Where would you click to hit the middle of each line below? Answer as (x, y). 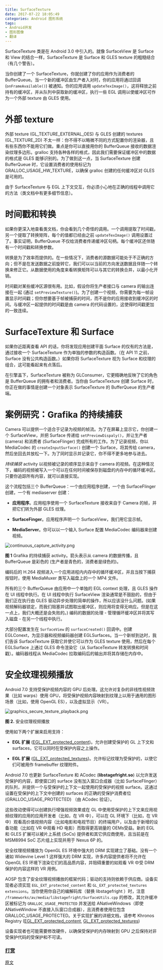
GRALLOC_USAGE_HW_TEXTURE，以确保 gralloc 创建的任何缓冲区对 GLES (80, 170)
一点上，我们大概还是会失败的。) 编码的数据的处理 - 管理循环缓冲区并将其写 (80, 613)
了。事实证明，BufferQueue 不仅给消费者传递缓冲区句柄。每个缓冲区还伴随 (80, 241)
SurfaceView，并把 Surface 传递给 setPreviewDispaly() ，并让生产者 (79, 435)
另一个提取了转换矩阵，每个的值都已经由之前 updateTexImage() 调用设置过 (79, 235)
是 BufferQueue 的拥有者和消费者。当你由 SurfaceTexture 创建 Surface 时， (81, 381)
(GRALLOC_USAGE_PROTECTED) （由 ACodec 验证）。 (60, 799)
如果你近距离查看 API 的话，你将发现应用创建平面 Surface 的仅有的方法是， (80, 346)
